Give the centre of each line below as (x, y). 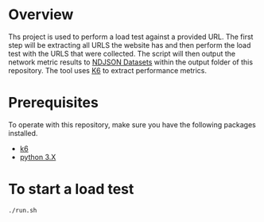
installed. (23, 133)
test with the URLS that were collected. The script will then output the (122, 53)
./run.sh (23, 210)
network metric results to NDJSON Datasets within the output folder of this (130, 62)
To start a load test (71, 189)
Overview (41, 15)
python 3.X (38, 157)
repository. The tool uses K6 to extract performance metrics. (108, 70)
